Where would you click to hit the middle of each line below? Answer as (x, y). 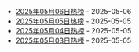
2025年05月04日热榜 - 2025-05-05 (73, 31)
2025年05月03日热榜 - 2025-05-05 (73, 40)
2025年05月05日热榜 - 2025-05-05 (73, 21)
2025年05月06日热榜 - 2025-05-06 (73, 11)
